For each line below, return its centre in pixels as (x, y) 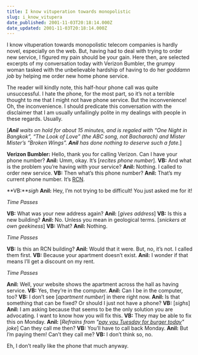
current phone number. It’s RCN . (46, 179)
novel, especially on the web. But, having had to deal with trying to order (95, 51)
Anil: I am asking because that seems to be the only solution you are (90, 310)
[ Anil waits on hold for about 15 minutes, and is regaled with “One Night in (97, 130)
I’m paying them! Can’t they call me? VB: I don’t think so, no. (80, 334)
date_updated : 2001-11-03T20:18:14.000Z (57, 28)
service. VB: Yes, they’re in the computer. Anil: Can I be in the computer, (95, 291)
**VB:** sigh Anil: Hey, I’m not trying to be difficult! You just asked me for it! (100, 191)
